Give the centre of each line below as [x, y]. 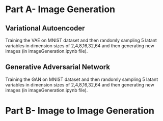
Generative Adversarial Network [58, 67]
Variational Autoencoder [45, 28]
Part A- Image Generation [60, 9]
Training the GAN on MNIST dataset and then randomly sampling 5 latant [82, 79]
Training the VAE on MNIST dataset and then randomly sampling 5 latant [81, 40]
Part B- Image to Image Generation [80, 111]
